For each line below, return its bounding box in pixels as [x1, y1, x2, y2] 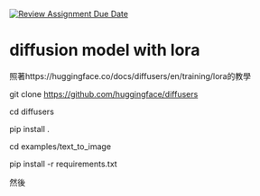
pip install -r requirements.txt [9, 158, 117, 169]
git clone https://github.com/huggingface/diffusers [9, 88, 199, 99]
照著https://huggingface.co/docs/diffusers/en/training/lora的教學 [9, 70, 251, 81]
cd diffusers [9, 106, 54, 117]
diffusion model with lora [9, 40, 200, 60]
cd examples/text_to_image [9, 140, 111, 152]
